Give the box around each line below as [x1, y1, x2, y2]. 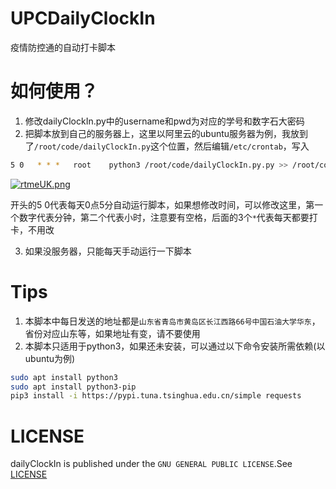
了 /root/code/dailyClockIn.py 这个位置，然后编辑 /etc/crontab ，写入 [24, 140, 310, 152]
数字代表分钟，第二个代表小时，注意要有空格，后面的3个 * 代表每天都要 [18, 211, 310, 223]
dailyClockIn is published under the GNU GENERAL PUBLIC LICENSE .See [10, 458, 293, 470]
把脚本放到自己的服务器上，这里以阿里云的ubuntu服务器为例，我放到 [24, 127, 309, 139]
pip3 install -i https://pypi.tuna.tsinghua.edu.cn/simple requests [10, 391, 302, 401]
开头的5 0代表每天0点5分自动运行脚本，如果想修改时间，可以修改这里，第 [10, 198, 315, 211]
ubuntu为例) [24, 352, 76, 364]
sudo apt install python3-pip [10, 382, 137, 392]
